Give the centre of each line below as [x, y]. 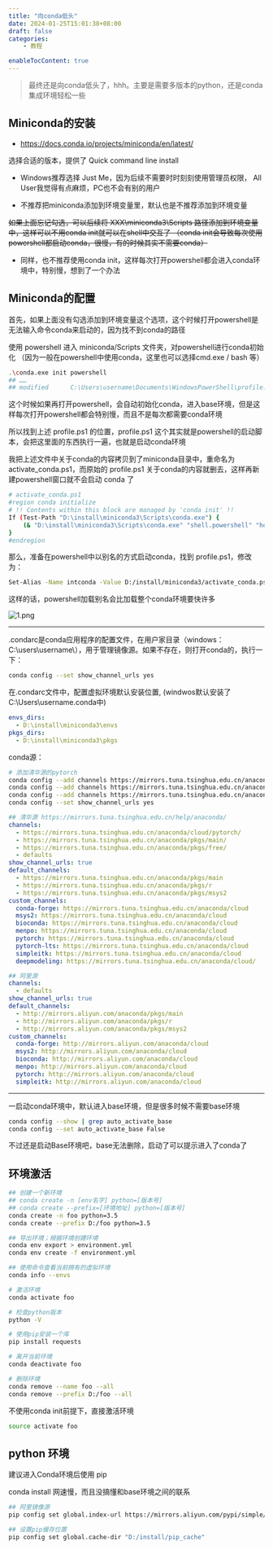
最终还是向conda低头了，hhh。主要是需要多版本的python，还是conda [145, 85]
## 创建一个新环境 [35, 1193]
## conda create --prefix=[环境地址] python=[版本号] [97, 1208]
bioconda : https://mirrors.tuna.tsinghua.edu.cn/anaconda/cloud [127, 923]
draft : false [30, 31]
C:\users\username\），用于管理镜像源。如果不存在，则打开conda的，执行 [132, 650]
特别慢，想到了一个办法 [81, 270]
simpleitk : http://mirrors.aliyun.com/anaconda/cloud [108, 1082]
